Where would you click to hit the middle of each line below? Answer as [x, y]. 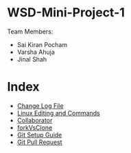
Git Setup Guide [39, 135]
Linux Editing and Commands [59, 113]
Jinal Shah [32, 59]
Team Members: [30, 31]
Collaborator [35, 120]
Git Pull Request [40, 142]
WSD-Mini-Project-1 [66, 13]
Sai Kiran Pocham [42, 44]
